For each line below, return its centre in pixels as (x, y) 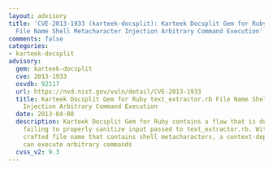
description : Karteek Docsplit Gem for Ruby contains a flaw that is (136, 122)
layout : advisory (38, 16)
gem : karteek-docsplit (54, 69)
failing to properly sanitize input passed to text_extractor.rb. (138, 129)
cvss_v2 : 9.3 (38, 152)
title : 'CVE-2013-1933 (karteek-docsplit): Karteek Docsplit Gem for (129, 24)
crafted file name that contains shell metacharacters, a (123, 136)
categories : (28, 46)
